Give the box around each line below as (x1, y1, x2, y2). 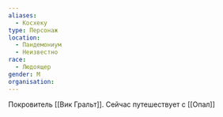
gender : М (8, 70, 41, 78)
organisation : (8, 77, 55, 85)
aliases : (8, 11, 37, 20)
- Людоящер (15, 63, 51, 71)
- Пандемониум (15, 41, 62, 49)
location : (8, 33, 41, 42)
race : (8, 56, 26, 64)
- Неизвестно (15, 48, 59, 56)
